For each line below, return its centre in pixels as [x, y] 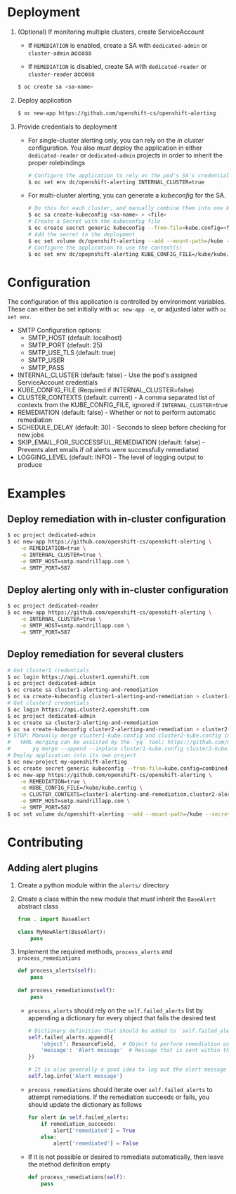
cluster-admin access [60, 53]
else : [49, 1137]
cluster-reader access [61, 74]
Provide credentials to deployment [67, 127]
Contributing [45, 842]
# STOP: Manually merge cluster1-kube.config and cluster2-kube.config [114, 736]
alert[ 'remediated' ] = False [96, 1143]
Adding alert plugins [53, 868]
